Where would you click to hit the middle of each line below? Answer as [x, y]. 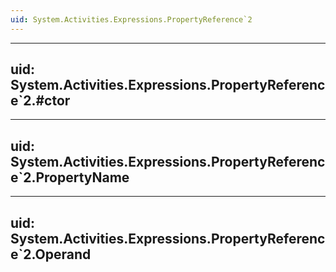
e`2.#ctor [40, 101]
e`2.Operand [51, 254]
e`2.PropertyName [70, 177]
